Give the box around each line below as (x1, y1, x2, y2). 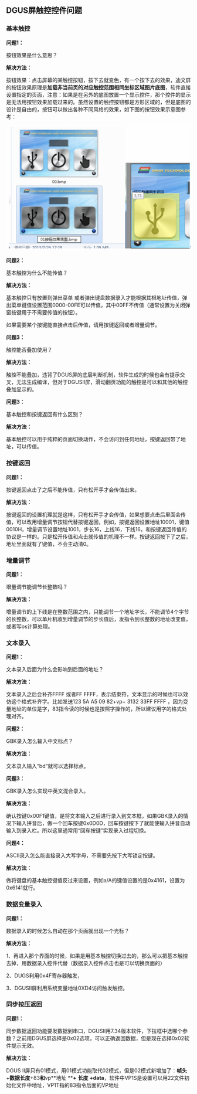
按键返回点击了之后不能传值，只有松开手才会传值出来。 (6, 486, 140, 493)
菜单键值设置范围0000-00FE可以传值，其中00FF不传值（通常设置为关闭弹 (11, 301, 191, 309)
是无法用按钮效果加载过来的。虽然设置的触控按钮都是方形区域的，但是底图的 (6, 98, 191, 106)
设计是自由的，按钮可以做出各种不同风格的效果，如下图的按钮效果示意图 (6, 106, 181, 113)
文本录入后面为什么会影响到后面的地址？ (6, 666, 104, 673)
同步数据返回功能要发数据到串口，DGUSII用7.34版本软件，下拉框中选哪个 (6, 1027, 183, 1034)
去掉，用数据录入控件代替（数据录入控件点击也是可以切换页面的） (6, 959, 165, 966)
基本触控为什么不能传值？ (6, 269, 68, 277)
